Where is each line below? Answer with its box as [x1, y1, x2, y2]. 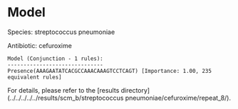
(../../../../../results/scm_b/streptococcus [7, 93, 124, 102]
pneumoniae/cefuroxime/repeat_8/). [125, 93, 232, 102]
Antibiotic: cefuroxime [7, 41, 73, 50]
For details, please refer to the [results [7, 86, 120, 94]
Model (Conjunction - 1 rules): [7, 54, 103, 62]
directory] [120, 86, 150, 94]
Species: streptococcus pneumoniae [7, 28, 115, 36]
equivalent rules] [7, 74, 62, 81]
